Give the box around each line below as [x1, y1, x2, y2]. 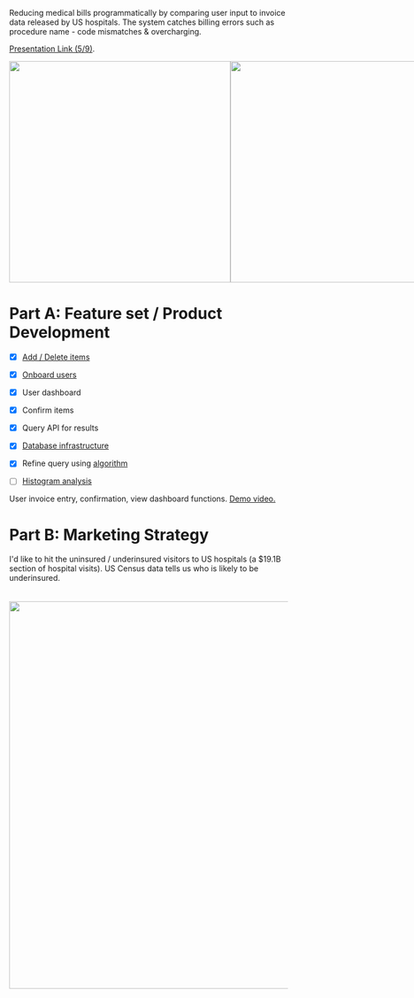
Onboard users [21, 369, 77, 380]
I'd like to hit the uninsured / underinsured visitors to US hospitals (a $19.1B [9, 553, 281, 565]
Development [9, 322, 111, 343]
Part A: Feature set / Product [9, 304, 223, 324]
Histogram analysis [21, 476, 93, 486]
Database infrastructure [21, 440, 109, 451]
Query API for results [21, 422, 99, 433]
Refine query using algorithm [21, 458, 128, 468]
